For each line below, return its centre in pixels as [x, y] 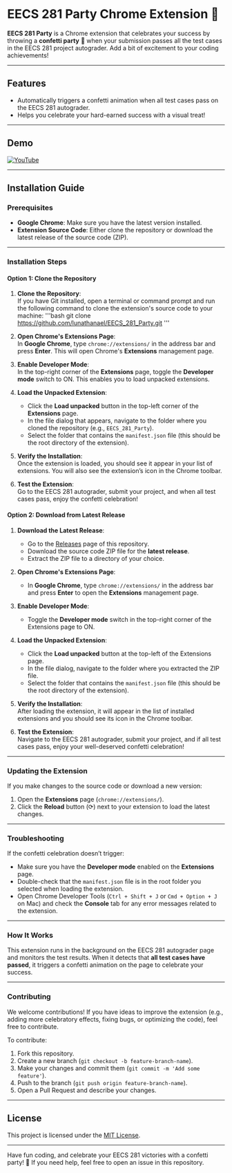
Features [27, 83]
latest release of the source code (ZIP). [73, 237]
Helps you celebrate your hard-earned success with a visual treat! [111, 115]
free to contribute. [33, 1026]
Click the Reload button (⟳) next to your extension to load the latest [114, 806]
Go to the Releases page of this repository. [88, 544]
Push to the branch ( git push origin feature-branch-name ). [102, 1082]
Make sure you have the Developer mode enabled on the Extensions [116, 867]
